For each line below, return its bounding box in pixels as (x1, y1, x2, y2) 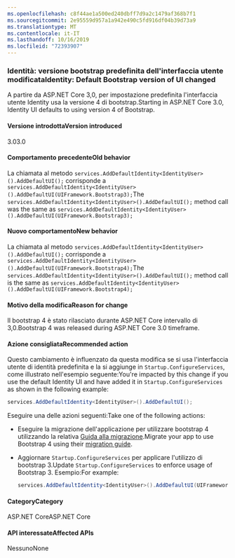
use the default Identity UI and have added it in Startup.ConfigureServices (7, 378, 223, 386)
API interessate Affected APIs (7, 529, 94, 537)
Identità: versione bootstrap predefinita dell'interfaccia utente (7, 66, 224, 76)
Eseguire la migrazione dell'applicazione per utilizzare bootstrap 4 (17, 425, 209, 433)
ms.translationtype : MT (7, 23, 77, 30)
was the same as (7, 205, 56, 213)
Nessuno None (7, 544, 49, 552)
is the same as (7, 278, 49, 287)
